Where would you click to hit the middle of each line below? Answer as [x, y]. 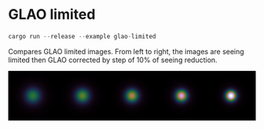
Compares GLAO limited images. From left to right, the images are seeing [126, 51]
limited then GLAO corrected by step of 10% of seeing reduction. [113, 60]
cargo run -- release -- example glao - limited [82, 36]
